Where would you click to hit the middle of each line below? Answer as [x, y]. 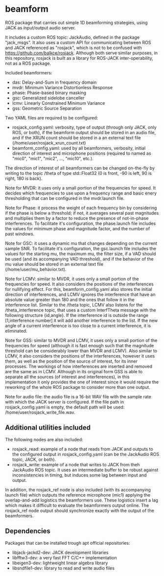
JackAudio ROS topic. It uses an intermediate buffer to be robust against [85, 470]
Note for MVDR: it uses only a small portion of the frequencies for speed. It [81, 188]
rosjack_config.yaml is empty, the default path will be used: [65, 407]
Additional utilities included [48, 428]
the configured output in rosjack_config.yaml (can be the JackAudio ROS [86, 454]
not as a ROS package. [28, 63]
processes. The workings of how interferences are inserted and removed [79, 366]
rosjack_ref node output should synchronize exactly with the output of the [80, 510]
